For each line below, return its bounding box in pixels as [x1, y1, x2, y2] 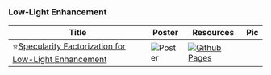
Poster [152, 27, 179, 38]
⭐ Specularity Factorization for [12, 41, 127, 52]
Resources [192, 27, 235, 38]
